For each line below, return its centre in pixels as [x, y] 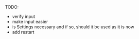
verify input [24, 16]
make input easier [30, 22]
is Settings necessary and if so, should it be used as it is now [73, 27]
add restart [23, 32]
